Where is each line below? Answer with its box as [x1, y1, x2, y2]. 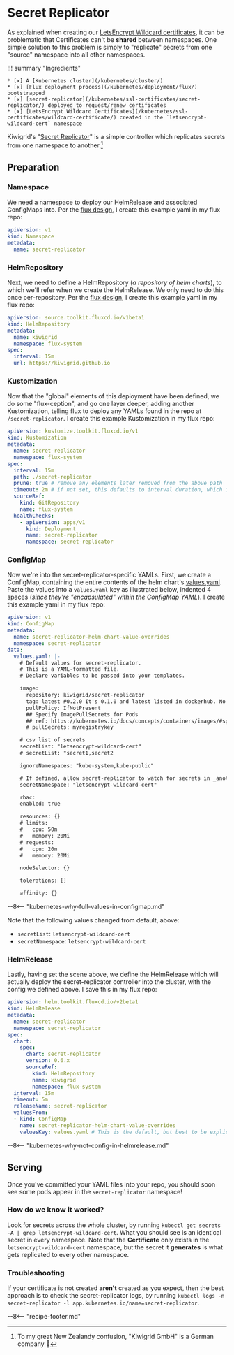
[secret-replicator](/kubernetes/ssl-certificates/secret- [25, 96, 201, 103]
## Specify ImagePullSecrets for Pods [25, 711, 139, 718]
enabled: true [19, 800, 61, 808]
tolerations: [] [19, 877, 68, 885]
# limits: [19, 820, 49, 827]
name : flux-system [19, 505, 73, 513]
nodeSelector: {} [19, 864, 70, 871]
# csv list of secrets [19, 737, 86, 744]
